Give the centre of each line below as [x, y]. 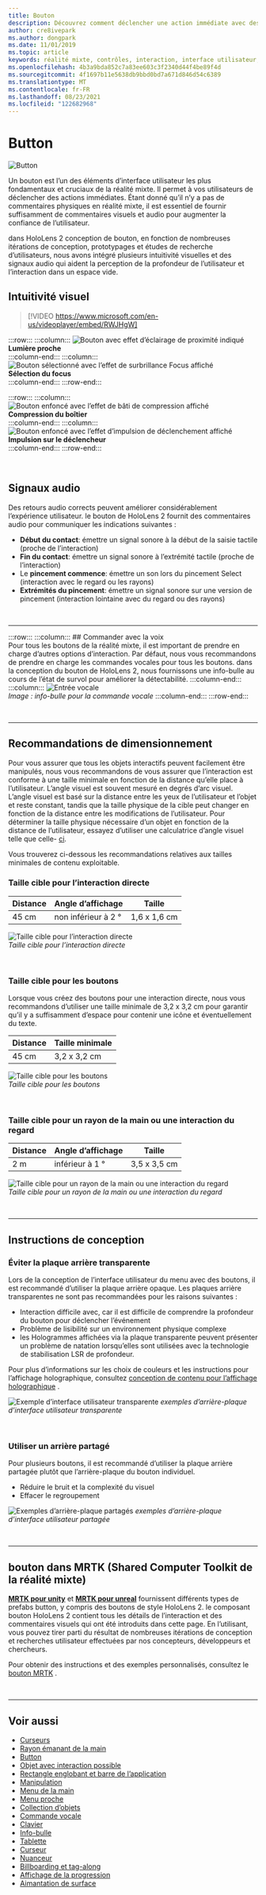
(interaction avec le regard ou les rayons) [87, 582]
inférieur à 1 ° [80, 1164]
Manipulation [41, 1782]
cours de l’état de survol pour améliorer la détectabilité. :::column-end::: [125, 678]
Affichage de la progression [65, 1875]
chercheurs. [28, 1649]
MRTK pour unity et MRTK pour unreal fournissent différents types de [123, 1599]
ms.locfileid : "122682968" [53, 104]
